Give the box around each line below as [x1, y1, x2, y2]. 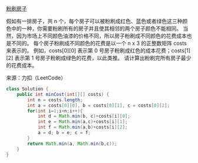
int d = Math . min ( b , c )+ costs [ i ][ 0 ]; [37, 114, 131, 119]
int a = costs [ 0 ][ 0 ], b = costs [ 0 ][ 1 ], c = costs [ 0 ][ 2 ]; [27, 102, 170, 108]
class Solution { [6, 86, 49, 92]
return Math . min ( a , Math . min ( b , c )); [27, 141, 117, 147]
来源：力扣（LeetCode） [6, 74, 67, 81]
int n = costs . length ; [27, 97, 83, 103]
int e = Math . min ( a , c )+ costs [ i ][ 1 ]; [37, 119, 128, 125]
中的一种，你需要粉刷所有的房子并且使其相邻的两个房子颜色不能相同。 [11, 25, 181, 32]
